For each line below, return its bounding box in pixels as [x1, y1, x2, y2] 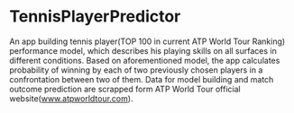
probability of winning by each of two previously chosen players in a [9, 65, 263, 75]
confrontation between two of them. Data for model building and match [9, 74, 274, 84]
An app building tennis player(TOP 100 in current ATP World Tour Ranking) [9, 36, 286, 47]
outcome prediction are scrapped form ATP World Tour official [9, 83, 241, 94]
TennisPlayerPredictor [9, 6, 181, 27]
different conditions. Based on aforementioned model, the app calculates [9, 55, 280, 65]
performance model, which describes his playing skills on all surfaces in [9, 45, 278, 56]
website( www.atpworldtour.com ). [9, 92, 133, 104]
